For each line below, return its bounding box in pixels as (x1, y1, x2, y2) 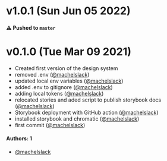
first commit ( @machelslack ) (14, 121, 86, 128)
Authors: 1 (6, 135, 33, 142)
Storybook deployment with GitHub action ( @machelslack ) (14, 109, 159, 116)
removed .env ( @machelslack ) (14, 71, 90, 78)
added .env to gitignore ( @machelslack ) (14, 83, 113, 90)
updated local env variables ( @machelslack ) (14, 77, 124, 84)
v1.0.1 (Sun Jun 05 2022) (6, 4, 131, 18)
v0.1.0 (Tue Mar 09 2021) (6, 45, 132, 58)
